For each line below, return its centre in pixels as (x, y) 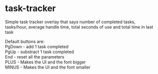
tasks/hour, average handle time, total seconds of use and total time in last (79, 27)
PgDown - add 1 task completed (37, 46)
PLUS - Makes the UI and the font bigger (45, 62)
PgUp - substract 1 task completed (39, 52)
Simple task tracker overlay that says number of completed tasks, (70, 22)
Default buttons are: (25, 41)
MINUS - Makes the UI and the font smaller (48, 67)
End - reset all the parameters (35, 57)
